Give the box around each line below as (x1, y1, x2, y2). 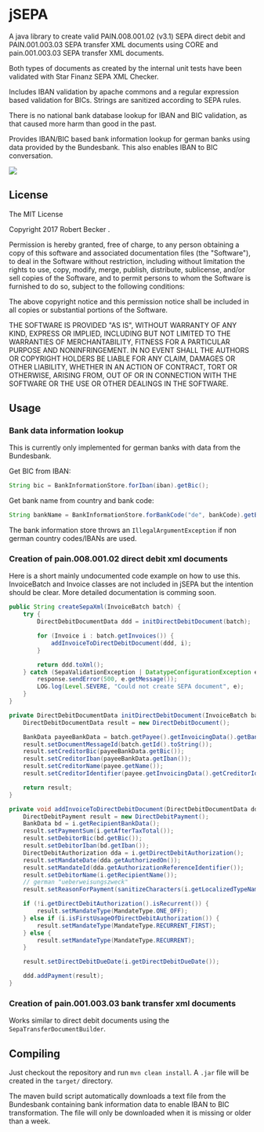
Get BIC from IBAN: (9, 466, 71, 476)
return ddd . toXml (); (37, 660, 104, 669)
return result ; (23, 784, 73, 792)
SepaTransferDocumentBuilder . (9, 1024, 107, 1034)
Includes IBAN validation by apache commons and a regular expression (9, 86, 240, 96)
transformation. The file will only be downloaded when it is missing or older (9, 1108, 251, 1118)
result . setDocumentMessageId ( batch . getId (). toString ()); (23, 741, 213, 748)
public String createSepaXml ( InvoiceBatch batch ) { (9, 603, 181, 611)
